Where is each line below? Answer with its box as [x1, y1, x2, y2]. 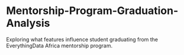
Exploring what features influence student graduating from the [6, 36, 159, 43]
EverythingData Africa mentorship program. [6, 42, 113, 49]
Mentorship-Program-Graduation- [6, 4, 179, 18]
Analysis [6, 16, 50, 30]
